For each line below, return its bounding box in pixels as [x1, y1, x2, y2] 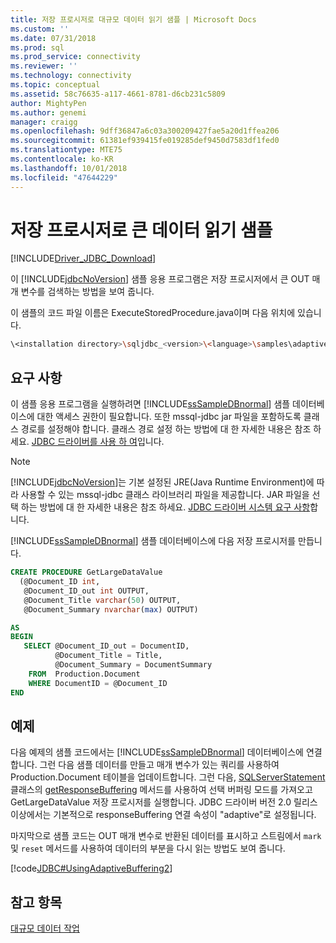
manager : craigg [10, 117, 78, 127]
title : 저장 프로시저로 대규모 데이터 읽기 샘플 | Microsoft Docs [10, 14, 257, 25]
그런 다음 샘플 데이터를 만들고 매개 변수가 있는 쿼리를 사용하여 [39, 759, 280, 771]
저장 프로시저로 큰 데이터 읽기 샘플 [10, 219, 273, 241]
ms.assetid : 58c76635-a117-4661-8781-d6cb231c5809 [10, 89, 226, 99]
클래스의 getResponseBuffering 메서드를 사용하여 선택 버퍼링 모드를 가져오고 [10, 784, 313, 796]
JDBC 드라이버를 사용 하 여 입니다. [31, 436, 165, 448]
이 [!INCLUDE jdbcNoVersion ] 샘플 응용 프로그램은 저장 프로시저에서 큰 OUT [10, 273, 310, 285]
